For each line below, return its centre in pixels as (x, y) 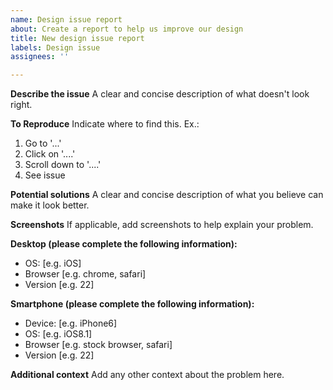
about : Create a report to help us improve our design (127, 29)
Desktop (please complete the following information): (124, 244)
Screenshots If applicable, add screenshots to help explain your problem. (162, 225)
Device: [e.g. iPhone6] (71, 323)
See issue (45, 175)
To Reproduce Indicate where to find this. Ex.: (105, 124)
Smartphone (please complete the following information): (132, 304)
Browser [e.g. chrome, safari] (85, 274)
